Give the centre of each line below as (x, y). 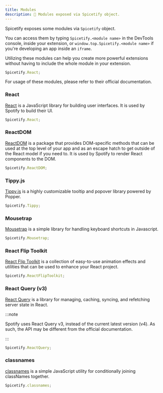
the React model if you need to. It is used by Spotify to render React (74, 153)
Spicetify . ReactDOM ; (26, 168)
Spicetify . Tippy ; (23, 206)
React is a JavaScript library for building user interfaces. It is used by (75, 105)
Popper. (13, 197)
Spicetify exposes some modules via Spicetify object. (60, 28)
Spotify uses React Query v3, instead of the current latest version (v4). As (80, 324)
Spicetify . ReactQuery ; (28, 348)
